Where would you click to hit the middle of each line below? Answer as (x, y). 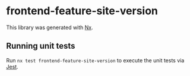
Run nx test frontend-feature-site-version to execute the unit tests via (95, 60)
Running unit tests (41, 46)
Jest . (12, 66)
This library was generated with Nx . (50, 27)
